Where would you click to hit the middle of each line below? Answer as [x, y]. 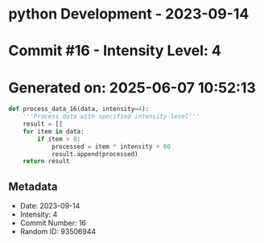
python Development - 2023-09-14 [129, 14]
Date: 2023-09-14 [50, 206]
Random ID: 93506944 [58, 232]
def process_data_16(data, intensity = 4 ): [79, 109]
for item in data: [54, 131]
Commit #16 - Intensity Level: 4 [115, 51]
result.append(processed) [95, 154]
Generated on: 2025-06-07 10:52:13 [132, 87]
